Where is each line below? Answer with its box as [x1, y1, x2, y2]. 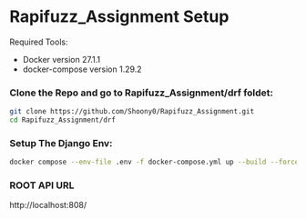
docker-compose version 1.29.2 [22, 64, 143, 75]
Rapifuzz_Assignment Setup [9, 6, 229, 27]
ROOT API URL [9, 179, 75, 192]
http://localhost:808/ [9, 200, 87, 211]
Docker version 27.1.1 [22, 54, 101, 65]
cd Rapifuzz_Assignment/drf [9, 115, 117, 124]
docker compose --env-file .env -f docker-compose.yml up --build [9, 157, 267, 167]
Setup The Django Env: [9, 136, 113, 149]
